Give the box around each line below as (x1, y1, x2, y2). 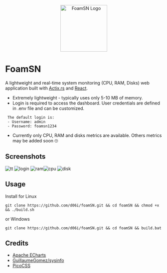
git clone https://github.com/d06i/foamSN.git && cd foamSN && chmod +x (5, 203, 160, 208)
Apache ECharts (12, 252, 46, 258)
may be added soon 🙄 (12, 137, 58, 144)
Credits (5, 239, 29, 247)
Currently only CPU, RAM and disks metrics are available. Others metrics (12, 132, 162, 138)
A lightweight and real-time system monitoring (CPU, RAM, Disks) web (5, 80, 150, 86)
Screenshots (5, 152, 46, 161)
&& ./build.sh (5, 207, 35, 212)
